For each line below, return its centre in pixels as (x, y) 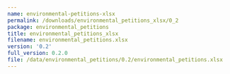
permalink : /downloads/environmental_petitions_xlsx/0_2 (93, 20)
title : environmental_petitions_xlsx (63, 33)
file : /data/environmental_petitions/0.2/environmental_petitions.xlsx (115, 60)
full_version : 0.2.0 (38, 54)
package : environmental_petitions (58, 27)
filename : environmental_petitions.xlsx (68, 40)
